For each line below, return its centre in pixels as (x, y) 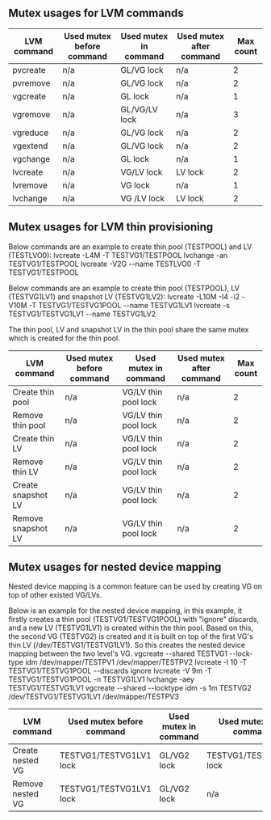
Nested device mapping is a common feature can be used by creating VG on (135, 586)
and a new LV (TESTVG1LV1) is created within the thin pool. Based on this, (131, 628)
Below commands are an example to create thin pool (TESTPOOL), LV (124, 288)
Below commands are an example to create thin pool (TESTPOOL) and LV (130, 247)
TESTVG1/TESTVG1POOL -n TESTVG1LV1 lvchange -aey (102, 679)
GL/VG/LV (140, 109)
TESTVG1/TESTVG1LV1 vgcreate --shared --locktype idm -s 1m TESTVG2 (130, 688)
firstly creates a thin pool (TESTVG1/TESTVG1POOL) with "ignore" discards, (134, 619)
